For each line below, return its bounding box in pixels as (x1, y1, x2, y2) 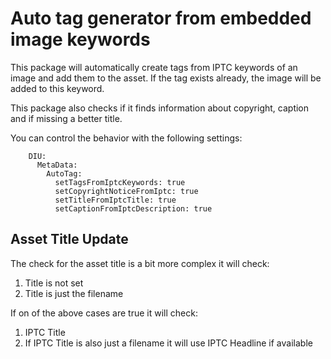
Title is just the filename (24, 287, 124, 299)
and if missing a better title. (10, 112, 123, 124)
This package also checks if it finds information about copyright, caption (10, 102, 310, 114)
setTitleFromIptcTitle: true (54, 195, 177, 205)
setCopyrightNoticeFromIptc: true (54, 186, 199, 196)
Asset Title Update (10, 231, 129, 248)
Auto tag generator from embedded (10, 7, 312, 30)
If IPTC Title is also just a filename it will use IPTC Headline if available (24, 337, 313, 349)
